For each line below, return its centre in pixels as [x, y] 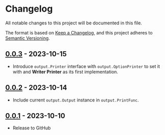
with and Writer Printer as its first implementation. [65, 72]
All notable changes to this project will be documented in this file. [74, 23]
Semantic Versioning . [28, 38]
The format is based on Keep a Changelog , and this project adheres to [79, 32]
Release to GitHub [32, 128]
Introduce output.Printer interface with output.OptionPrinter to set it [86, 66]
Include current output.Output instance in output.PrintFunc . [76, 100]
